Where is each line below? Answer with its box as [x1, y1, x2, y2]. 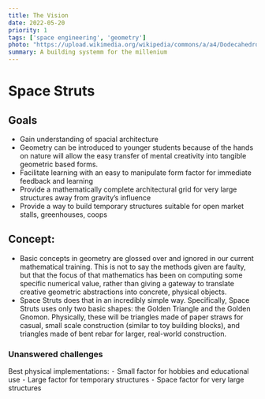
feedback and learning [19, 177, 93, 185]
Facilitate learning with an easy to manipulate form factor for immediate [19, 168, 252, 177]
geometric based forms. [19, 159, 99, 169]
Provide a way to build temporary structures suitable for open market [19, 202, 244, 211]
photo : [8, 41, 30, 49]
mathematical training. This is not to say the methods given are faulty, [19, 262, 246, 271]
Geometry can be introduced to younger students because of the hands [19, 143, 254, 152]
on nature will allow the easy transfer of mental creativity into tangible [19, 151, 247, 160]
